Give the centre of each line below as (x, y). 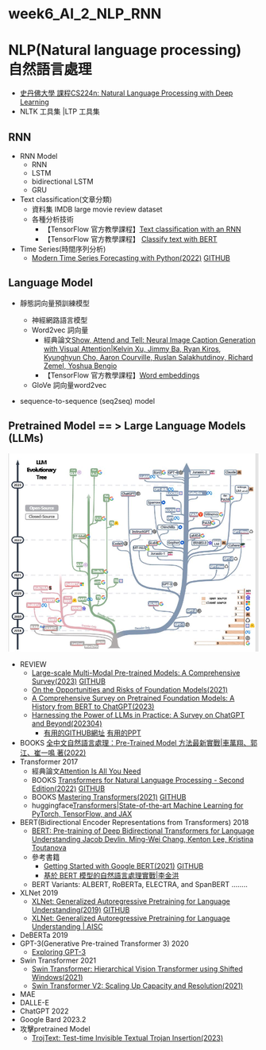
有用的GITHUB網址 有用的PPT (92, 733)
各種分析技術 (52, 219)
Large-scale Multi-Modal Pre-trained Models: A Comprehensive (136, 672)
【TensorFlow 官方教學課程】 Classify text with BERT (130, 238)
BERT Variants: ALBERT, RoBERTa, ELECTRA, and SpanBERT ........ (139, 884)
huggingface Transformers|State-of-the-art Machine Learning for (137, 805)
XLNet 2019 (39, 893)
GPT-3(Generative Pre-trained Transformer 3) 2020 (104, 943)
